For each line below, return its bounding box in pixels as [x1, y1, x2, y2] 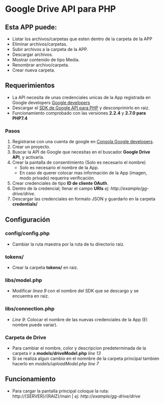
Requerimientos [5, 81, 55, 90]
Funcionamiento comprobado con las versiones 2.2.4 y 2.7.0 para [12, 110, 146, 116]
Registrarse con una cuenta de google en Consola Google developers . [12, 139, 154, 145]
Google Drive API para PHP [5, 3, 116, 15]
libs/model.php [5, 277, 43, 284]
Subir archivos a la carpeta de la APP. [12, 47, 88, 52]
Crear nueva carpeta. [12, 67, 55, 73]
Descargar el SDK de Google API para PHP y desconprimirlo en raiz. [12, 104, 150, 111]
